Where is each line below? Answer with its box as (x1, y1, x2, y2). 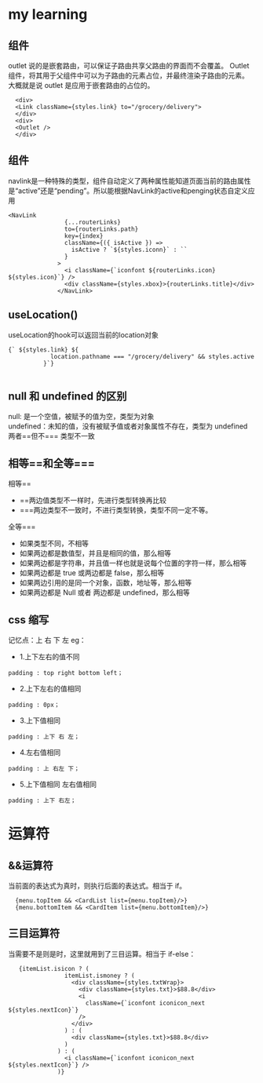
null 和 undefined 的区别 (8, 390, 127, 403)
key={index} (64, 232, 104, 240)
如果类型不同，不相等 (19, 539, 89, 549)
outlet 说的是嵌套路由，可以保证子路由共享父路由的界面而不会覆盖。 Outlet (8, 61, 250, 70)
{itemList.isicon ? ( (18, 964, 89, 972)
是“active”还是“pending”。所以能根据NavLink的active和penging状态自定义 (8, 186, 249, 195)
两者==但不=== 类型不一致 (8, 432, 96, 441)
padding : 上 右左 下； (8, 765, 80, 773)
